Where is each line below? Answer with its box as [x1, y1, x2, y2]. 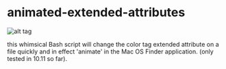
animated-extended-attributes [7, 5, 186, 20]
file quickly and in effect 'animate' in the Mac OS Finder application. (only [7, 47, 214, 55]
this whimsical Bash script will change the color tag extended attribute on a [7, 40, 219, 48]
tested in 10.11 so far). [7, 54, 67, 62]
